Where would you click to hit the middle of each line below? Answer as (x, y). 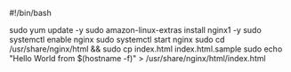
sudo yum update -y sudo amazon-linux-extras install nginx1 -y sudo (136, 30)
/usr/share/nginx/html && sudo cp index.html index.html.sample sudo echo (146, 49)
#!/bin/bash (30, 13)
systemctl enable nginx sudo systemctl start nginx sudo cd (117, 40)
